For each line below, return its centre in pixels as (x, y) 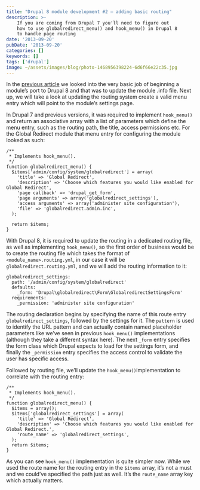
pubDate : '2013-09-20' (34, 45)
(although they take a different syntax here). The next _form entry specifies (98, 340)
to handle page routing (47, 34)
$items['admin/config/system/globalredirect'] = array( (82, 172)
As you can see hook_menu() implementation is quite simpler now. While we (98, 461)
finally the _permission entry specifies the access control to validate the (94, 353)
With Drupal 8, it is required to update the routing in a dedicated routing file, (99, 241)
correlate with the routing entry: (45, 376)
